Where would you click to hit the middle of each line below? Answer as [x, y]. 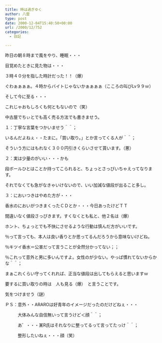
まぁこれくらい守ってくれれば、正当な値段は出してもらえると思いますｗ [77, 273]
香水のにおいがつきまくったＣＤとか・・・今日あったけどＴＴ [66, 205]
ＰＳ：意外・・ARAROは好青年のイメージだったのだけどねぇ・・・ [72, 304]
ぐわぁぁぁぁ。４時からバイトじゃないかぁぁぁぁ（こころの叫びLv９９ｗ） [79, 86]
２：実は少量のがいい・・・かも [37, 158]
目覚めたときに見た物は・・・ [35, 65]
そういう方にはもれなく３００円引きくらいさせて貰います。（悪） [69, 148]
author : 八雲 [17, 14]
